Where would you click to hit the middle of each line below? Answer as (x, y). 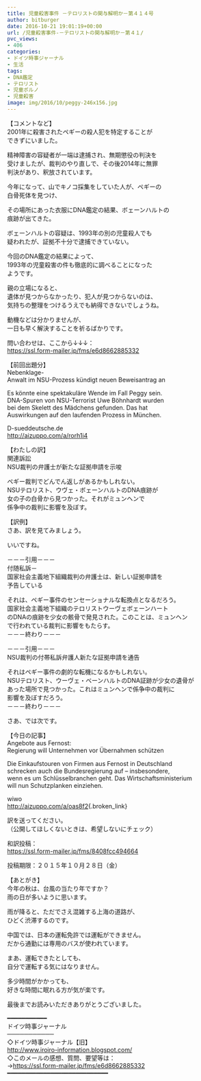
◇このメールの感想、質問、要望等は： (61, 1058)
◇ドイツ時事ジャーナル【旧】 (49, 1042)
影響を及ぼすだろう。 (37, 697)
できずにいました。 (34, 140)
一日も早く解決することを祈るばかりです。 (67, 328)
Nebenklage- (26, 372)
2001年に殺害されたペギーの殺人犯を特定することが (80, 132)
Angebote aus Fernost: (39, 743)
